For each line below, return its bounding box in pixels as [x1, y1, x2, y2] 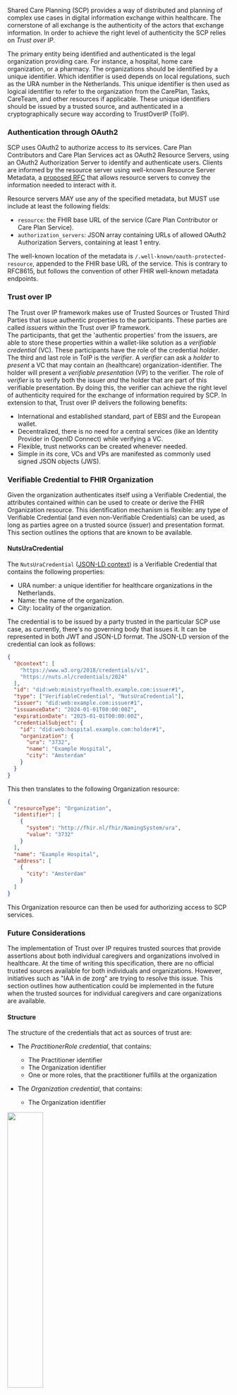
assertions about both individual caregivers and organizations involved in [7, 951, 220, 960]
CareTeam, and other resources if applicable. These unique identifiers [7, 95, 210, 103]
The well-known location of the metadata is [7, 252, 134, 261]
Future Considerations [7, 928, 86, 938]
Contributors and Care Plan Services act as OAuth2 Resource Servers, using [7, 151, 229, 160]
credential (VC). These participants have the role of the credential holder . [7, 345, 220, 354]
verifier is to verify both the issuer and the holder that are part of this [7, 376, 207, 384]
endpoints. [7, 275, 39, 283]
